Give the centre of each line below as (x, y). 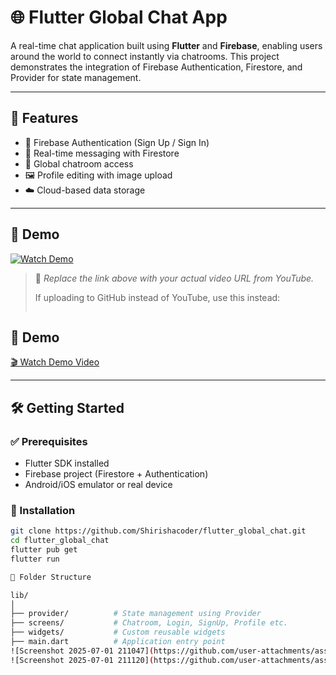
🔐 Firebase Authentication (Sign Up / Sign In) (117, 142)
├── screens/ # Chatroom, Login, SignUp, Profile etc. (149, 623)
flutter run (35, 559)
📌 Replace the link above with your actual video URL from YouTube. (174, 278)
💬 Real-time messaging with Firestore (102, 153)
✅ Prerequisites (49, 441)
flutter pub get (44, 550)
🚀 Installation (43, 510)
